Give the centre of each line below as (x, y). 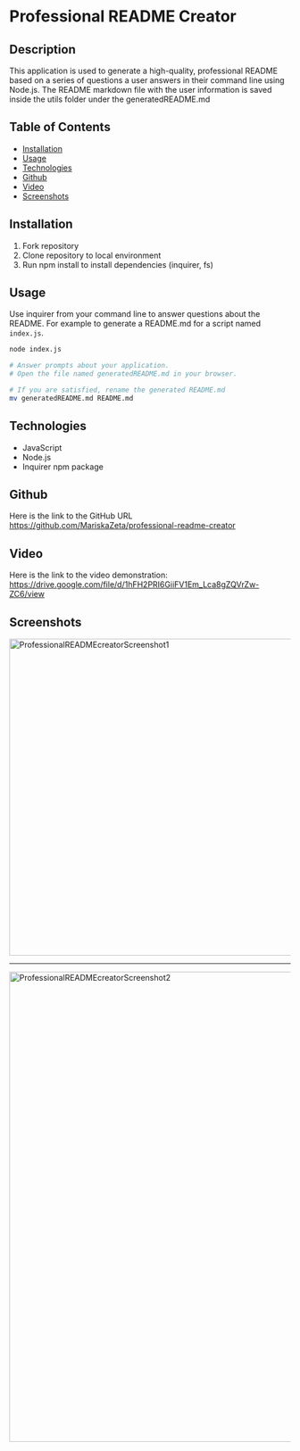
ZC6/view (27, 594)
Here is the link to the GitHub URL (71, 516)
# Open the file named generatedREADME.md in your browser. (124, 374)
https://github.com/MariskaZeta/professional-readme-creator (123, 526)
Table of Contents (60, 127)
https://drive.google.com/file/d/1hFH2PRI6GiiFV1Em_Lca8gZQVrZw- (134, 585)
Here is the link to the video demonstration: (88, 575)
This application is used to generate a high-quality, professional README (144, 70)
